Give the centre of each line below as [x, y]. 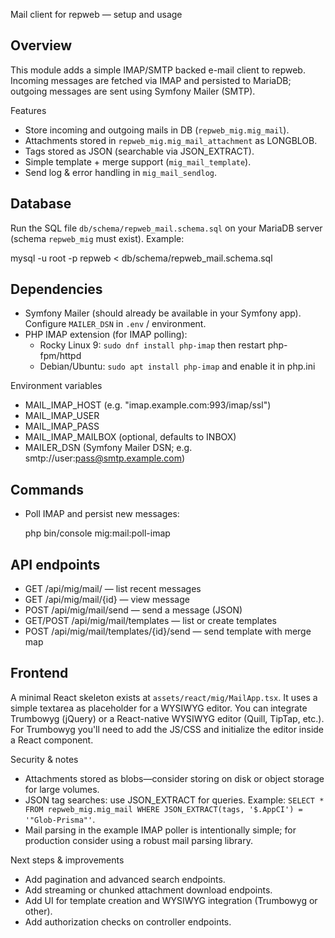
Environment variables [56, 386]
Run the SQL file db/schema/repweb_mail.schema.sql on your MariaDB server [166, 228]
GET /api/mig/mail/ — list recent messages [113, 589]
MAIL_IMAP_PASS [62, 426]
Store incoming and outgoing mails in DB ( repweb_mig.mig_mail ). [157, 130]
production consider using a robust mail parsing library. [138, 840]
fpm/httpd [60, 356]
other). [38, 911]
